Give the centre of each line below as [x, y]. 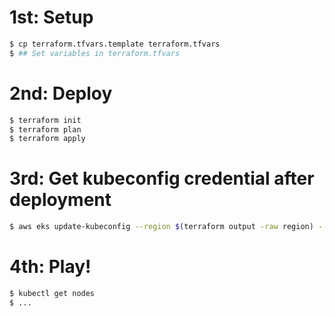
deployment [60, 200]
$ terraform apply [47, 139]
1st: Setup [51, 17]
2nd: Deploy [61, 93]
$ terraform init [45, 120]
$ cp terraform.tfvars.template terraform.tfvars [115, 44]
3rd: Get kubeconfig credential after [162, 178]
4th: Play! [50, 267]
